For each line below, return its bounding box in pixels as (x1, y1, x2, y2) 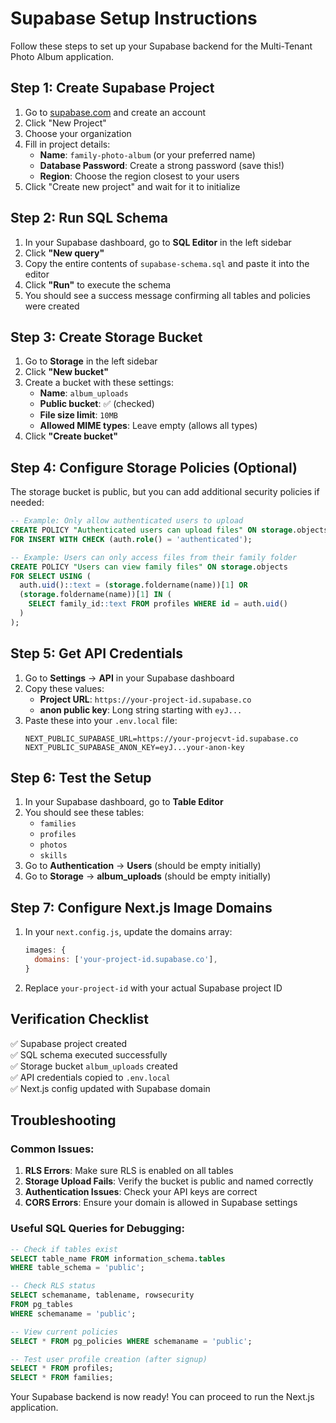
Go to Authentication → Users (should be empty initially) (24, 860, 262, 872)
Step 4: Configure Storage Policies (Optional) (10, 459, 298, 476)
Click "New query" (24, 247, 105, 259)
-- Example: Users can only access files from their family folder (10, 552, 298, 562)
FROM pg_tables (10, 1300, 74, 1310)
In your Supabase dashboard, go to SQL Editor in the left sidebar (24, 236, 292, 248)
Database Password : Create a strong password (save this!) (39, 159, 285, 171)
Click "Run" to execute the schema (24, 278, 171, 291)
